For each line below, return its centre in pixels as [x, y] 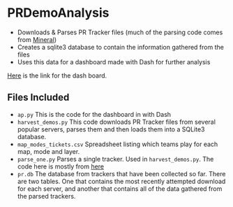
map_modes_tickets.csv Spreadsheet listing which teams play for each [118, 144]
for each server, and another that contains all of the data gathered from [120, 188]
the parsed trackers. [46, 196]
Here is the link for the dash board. [57, 76]
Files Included [38, 98]
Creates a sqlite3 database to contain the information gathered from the [121, 47]
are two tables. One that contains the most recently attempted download [121, 181]
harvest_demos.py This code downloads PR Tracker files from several [116, 122]
